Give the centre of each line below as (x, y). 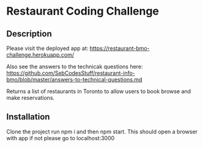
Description (29, 34)
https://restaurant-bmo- (120, 48)
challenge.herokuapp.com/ (40, 55)
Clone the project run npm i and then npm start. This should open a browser (102, 132)
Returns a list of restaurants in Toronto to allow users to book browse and (99, 91)
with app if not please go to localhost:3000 (61, 138)
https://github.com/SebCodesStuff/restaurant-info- (71, 73)
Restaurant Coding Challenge (83, 11)
